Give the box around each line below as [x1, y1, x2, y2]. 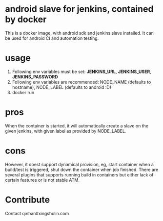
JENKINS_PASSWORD [12, 74, 58, 79]
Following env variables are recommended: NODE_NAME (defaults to [12, 79, 151, 85]
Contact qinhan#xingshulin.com [5, 210, 69, 216]
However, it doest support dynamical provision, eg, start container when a [5, 161, 154, 167]
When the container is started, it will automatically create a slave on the [5, 123, 149, 128]
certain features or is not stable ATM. [5, 177, 80, 183]
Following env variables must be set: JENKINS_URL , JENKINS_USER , [12, 69, 151, 74]
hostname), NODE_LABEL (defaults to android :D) [12, 84, 111, 90]
